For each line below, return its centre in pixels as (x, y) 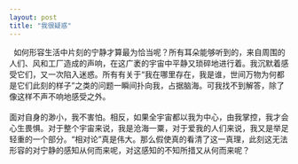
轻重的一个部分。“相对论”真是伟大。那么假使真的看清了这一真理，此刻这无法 (149, 139)
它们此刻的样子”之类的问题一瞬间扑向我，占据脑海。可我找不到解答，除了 (151, 85)
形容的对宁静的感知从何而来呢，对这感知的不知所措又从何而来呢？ (129, 150)
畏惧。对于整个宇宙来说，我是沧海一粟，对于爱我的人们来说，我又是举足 (157, 128)
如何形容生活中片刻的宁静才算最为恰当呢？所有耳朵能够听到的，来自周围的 (149, 52)
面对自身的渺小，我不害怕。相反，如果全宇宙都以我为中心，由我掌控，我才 (145, 117)
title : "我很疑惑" (41, 26)
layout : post (33, 17)
